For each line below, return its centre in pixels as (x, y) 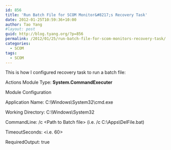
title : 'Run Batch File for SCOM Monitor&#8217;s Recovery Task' (76, 15)
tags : (11, 53)
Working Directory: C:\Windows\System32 (50, 112)
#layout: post (20, 29)
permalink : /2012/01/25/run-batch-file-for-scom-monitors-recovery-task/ (86, 39)
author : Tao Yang (24, 24)
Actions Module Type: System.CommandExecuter (59, 82)
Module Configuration (28, 92)
